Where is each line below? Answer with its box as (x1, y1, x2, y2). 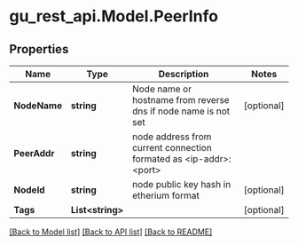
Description (158, 68, 209, 80)
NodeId (13, 184, 46, 196)
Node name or (131, 83, 192, 95)
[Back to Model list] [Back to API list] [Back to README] (9, 226, 213, 237)
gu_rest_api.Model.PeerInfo (9, 6, 219, 27)
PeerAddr (13, 147, 55, 159)
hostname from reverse (131, 94, 230, 106)
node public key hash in (131, 178, 231, 190)
